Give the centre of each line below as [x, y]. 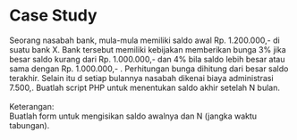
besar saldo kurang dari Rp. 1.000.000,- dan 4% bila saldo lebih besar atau [147, 59]
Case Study [53, 16]
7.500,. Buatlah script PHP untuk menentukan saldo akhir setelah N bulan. [144, 87]
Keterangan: [32, 106]
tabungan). [30, 125]
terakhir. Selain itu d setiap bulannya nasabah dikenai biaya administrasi [142, 78]
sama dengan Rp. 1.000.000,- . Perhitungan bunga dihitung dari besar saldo [149, 69]
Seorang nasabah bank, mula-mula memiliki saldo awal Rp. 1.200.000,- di [144, 40]
